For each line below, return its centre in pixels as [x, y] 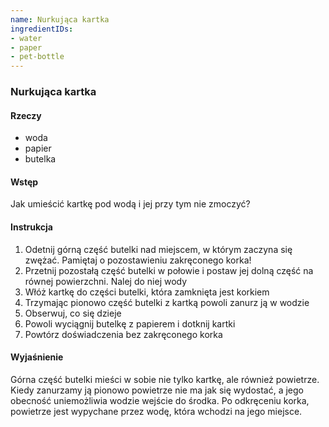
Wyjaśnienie [37, 357]
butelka [40, 159]
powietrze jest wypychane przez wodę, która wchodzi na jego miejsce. [156, 411]
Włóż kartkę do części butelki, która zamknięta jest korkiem [147, 292]
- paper [26, 47]
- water [26, 38]
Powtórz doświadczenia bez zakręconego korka [123, 334]
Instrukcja [31, 227]
